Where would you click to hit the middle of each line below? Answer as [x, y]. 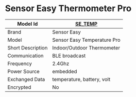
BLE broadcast [69, 55]
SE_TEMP [86, 24]
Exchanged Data [26, 79]
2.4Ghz [61, 64]
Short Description [27, 48]
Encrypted [19, 87]
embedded [65, 71]
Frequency [20, 64]
